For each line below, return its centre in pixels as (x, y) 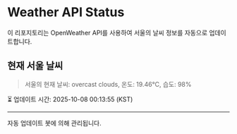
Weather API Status (66, 12)
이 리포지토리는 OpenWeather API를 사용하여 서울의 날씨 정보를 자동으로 (108, 32)
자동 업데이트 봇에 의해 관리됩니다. (54, 123)
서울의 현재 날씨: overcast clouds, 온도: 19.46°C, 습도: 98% (108, 84)
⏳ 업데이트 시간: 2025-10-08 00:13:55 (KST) (70, 99)
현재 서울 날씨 (35, 66)
